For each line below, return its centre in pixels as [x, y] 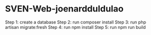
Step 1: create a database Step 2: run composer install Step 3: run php [76, 22]
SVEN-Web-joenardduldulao [64, 9]
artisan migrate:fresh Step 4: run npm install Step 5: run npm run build [75, 27]
